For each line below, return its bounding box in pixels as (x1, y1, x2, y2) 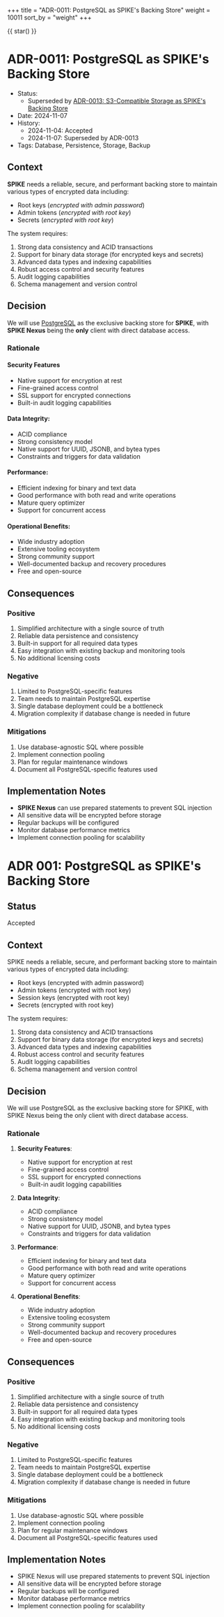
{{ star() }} (7, 27, 37, 35)
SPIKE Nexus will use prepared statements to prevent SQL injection (17, 1572, 210, 1581)
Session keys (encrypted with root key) (17, 994, 130, 1002)
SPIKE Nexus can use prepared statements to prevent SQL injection (17, 804, 212, 812)
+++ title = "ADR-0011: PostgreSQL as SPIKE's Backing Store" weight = (7, 6, 211, 14)
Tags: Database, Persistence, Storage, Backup (17, 141, 151, 149)
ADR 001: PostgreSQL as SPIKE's (7, 858, 202, 873)
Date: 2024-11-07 (17, 111, 67, 119)
